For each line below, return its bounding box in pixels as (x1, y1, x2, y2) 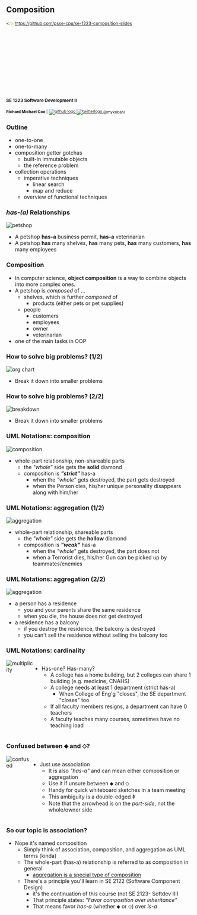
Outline (6, 123, 28, 131)
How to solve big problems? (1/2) (6, 352, 103, 360)
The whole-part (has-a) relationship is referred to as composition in (23, 859, 189, 866)
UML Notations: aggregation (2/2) (6, 575, 106, 583)
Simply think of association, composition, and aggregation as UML (23, 846, 186, 853)
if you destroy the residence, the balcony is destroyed (23, 625, 156, 633)
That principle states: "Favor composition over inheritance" (32, 897, 177, 904)
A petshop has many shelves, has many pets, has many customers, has (14, 240, 192, 247)
